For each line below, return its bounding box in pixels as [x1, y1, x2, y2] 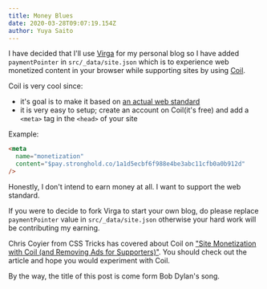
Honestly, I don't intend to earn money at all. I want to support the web [8, 181, 241, 191]
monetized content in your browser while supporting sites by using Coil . [8, 66, 246, 75]
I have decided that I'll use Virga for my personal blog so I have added [8, 49, 240, 59]
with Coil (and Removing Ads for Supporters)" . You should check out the [8, 246, 247, 257]
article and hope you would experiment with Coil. [8, 255, 171, 265]
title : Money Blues [8, 11, 74, 20]
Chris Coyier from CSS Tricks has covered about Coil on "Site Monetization [8, 238, 257, 248]
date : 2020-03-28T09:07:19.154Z [8, 19, 116, 27]
